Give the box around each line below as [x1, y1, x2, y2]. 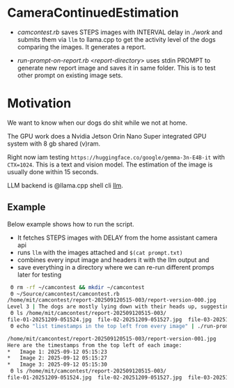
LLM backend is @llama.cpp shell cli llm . [7, 181, 123, 189]
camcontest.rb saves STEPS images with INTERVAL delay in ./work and [17, 28, 223, 36]
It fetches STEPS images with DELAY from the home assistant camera [17, 233, 218, 242]
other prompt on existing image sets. [17, 71, 123, 79]
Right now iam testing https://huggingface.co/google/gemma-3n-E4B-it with [7, 153, 225, 161]
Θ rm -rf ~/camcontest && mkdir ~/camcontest [10, 284, 145, 290]
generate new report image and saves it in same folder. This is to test [17, 63, 216, 72]
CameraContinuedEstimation [7, 5, 179, 21]
